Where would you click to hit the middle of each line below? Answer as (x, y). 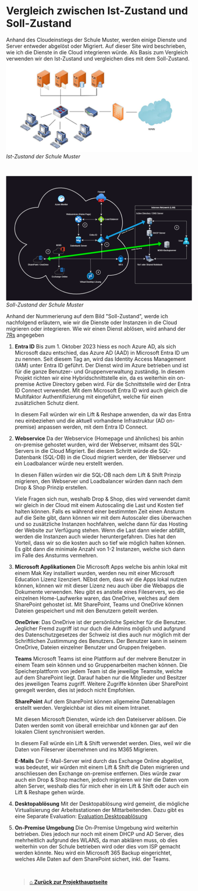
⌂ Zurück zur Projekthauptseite (68, 882)
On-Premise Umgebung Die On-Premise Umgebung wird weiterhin (96, 827)
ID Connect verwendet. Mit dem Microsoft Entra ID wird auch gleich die (101, 390)
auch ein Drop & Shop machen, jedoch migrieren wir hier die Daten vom (102, 779)
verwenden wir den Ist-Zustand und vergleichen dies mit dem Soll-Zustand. (98, 58)
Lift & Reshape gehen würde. (50, 792)
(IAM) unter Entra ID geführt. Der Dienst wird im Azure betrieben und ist (101, 365)
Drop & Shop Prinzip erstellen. (51, 487)
